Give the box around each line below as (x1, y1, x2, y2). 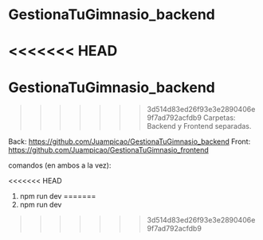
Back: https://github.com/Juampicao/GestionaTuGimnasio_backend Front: (8, 137, 251, 146)
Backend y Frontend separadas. (147, 122, 252, 131)
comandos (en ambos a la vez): (8, 161, 112, 170)
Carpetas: (202, 113, 236, 122)
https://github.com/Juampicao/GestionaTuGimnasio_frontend (8, 145, 209, 155)
